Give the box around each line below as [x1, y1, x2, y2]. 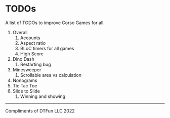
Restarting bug [20, 61, 52, 67]
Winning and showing [20, 93, 66, 99]
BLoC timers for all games [20, 45, 74, 51]
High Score [20, 51, 44, 57]
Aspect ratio [20, 40, 46, 46]
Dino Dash [12, 56, 34, 62]
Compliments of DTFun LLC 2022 [5, 107, 75, 113]
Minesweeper [12, 66, 41, 73]
